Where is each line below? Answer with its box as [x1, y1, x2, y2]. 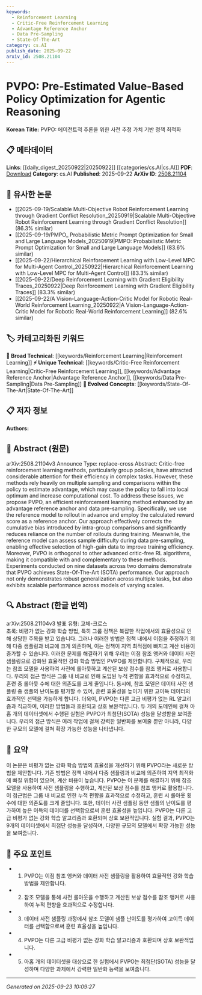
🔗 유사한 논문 [6, 189, 52, 199]
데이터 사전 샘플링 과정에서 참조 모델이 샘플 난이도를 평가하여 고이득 [23, 915, 183, 922]
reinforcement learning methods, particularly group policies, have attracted [6, 466, 192, 473]
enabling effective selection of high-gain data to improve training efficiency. [6, 543, 194, 550]
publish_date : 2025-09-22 [6, 48, 71, 54]
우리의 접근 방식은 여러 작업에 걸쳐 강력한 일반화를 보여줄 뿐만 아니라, [19, 718, 181, 725]
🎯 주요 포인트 [6, 849, 52, 859]
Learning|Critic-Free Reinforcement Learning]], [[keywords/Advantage [6, 368, 181, 375]
